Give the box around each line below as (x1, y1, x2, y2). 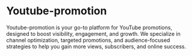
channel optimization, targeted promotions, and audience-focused (6, 36, 170, 43)
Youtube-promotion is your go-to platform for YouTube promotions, (6, 24, 173, 31)
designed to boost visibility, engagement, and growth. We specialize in (6, 30, 181, 37)
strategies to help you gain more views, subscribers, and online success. (6, 43, 187, 50)
